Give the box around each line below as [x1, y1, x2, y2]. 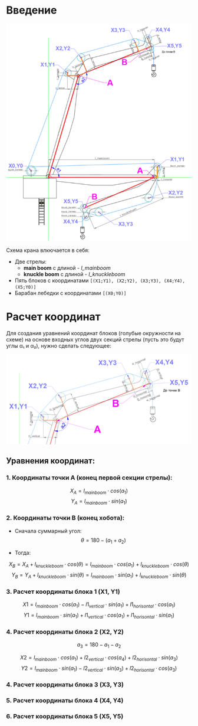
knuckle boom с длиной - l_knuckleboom [23, 270, 126, 277]
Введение [6, 4, 57, 17]
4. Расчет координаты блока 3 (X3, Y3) [6, 681, 124, 689]
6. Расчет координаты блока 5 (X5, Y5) [6, 712, 124, 721]
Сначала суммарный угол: [14, 527, 82, 534]
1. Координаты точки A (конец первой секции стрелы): [6, 473, 173, 482]
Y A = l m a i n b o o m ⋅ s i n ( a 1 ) [70, 498, 128, 506]
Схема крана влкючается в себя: [6, 246, 90, 254]
